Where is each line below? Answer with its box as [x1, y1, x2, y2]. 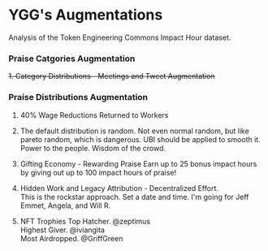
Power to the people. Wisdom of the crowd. [19, 143, 166, 153]
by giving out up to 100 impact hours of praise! [19, 167, 177, 177]
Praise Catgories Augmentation [8, 53, 136, 64]
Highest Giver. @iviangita [19, 225, 106, 235]
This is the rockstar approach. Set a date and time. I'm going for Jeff [19, 192, 249, 201]
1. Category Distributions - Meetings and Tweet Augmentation [8, 71, 215, 81]
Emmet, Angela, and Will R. [19, 201, 111, 210]
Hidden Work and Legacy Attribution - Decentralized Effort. [19, 183, 219, 193]
